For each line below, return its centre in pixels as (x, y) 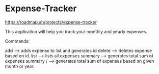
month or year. (20, 66)
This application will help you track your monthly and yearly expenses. (76, 31)
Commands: (17, 41)
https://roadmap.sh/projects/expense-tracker (51, 22)
